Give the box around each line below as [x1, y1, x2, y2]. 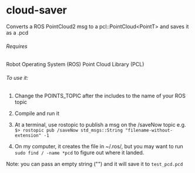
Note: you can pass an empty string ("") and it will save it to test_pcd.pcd [6, 161, 183, 168]
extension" [14, 133, 42, 138]
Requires [6, 42, 28, 50]
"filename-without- [125, 127, 173, 134]
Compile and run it [14, 110, 60, 117]
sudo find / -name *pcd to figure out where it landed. [14, 149, 144, 156]
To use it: [6, 74, 28, 81]
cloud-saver [6, 4, 68, 17]
